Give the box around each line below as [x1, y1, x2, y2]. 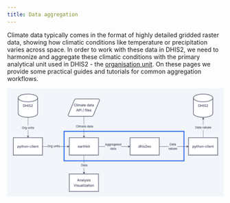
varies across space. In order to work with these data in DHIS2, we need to [7, 45, 219, 53]
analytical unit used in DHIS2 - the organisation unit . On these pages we [7, 60, 211, 68]
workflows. [7, 74, 39, 82]
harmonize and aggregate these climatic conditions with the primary [7, 52, 200, 61]
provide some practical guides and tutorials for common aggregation [7, 67, 202, 75]
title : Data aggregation [7, 11, 78, 18]
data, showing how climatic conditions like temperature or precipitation [7, 38, 208, 46]
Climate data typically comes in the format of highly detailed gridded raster [7, 31, 220, 39]
